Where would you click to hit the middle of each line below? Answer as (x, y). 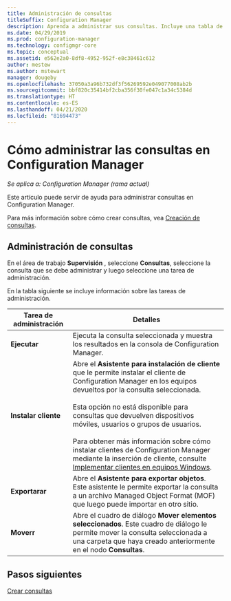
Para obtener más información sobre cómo (142, 441)
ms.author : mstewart (37, 71)
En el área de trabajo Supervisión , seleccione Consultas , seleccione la (109, 263)
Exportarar (29, 492)
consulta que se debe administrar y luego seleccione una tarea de (101, 271)
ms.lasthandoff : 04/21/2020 (47, 109)
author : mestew (29, 65)
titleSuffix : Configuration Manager (59, 20)
